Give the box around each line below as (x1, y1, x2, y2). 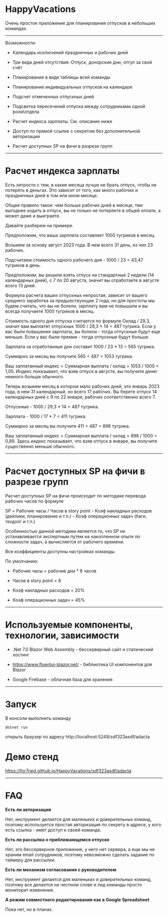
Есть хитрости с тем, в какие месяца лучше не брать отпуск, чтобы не (5, 182, 156, 188)
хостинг (12, 652, 29, 658)
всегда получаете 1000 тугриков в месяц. (5, 308, 95, 314)
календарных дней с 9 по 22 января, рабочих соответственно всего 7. (5, 394, 156, 400)
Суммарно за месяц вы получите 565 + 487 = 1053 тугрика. (5, 353, 133, 359)
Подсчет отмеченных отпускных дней (12, 94, 94, 100)
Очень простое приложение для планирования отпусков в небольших (5, 20, 156, 26)
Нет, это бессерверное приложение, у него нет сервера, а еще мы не (5, 846, 155, 852)
